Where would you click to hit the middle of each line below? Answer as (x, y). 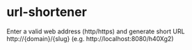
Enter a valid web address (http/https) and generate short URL (96, 31)
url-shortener (47, 12)
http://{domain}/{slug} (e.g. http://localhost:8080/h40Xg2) (90, 38)
